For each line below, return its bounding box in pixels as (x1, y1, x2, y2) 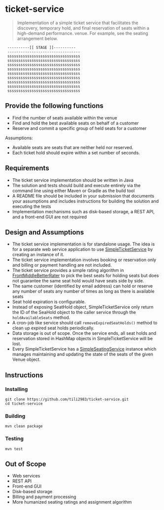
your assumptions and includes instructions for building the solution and (12, 198, 159, 204)
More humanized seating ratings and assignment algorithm (12, 499, 132, 505)
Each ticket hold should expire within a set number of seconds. (12, 150, 140, 156)
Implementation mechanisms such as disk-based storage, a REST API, (12, 208, 155, 214)
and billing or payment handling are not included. (12, 262, 112, 268)
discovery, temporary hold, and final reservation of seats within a (17, 25, 149, 31)
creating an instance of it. (12, 252, 65, 258)
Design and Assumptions (5, 228, 84, 236)
